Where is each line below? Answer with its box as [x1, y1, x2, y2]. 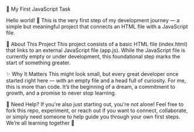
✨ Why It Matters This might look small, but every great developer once [6, 71, 179, 77]
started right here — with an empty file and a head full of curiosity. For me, [6, 77, 186, 84]
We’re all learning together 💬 [6, 120, 75, 126]
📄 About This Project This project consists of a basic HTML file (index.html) [6, 41, 188, 47]
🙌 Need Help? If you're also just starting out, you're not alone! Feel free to [6, 101, 184, 107]
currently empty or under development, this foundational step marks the [6, 53, 181, 60]
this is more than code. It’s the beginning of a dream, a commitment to [6, 84, 176, 90]
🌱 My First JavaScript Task [6, 6, 71, 12]
